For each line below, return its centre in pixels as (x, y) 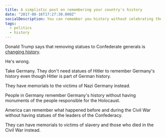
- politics (21, 28)
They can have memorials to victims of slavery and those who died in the (80, 125)
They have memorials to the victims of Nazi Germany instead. (68, 86)
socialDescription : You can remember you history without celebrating (79, 19)
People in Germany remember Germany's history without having (70, 95)
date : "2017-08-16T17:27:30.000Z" (41, 14)
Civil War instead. (23, 130)
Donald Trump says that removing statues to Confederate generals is (75, 47)
